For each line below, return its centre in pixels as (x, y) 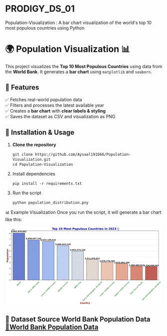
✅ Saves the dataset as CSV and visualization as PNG (60, 116)
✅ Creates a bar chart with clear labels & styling (56, 111)
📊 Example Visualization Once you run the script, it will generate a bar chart (83, 212)
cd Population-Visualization (43, 164)
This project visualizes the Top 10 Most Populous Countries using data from (84, 66)
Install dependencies (34, 174)
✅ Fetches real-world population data (44, 99)
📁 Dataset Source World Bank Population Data (78, 319)
